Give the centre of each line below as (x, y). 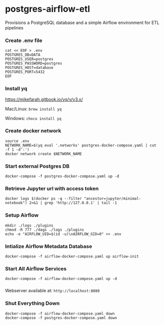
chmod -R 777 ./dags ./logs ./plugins (45, 230)
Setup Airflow (22, 215)
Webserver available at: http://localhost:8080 (52, 291)
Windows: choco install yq (33, 118)
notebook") (16, 203)
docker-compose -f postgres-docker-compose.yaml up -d (62, 176)
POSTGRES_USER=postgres (29, 59)
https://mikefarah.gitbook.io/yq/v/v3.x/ (44, 99)
